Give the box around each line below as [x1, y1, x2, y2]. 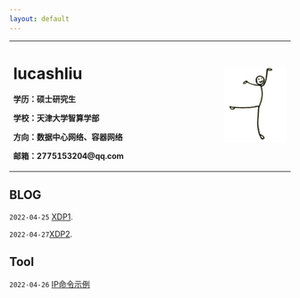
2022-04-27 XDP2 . [9, 228, 73, 239]
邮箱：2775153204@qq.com [12, 151, 124, 161]
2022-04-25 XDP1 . [9, 211, 73, 222]
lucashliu [12, 63, 83, 84]
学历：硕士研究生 [12, 94, 76, 104]
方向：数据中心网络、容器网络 [12, 132, 123, 143]
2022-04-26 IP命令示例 [9, 279, 91, 290]
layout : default [9, 14, 70, 23]
